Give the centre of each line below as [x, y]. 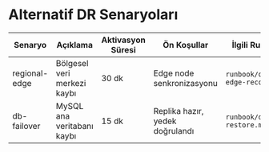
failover [26, 126]
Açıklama [75, 45]
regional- [30, 73]
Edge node [174, 73]
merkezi [71, 83]
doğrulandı [174, 131]
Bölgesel [72, 63]
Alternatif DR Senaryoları [93, 15]
